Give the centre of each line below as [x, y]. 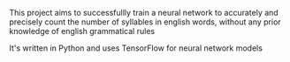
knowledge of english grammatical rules [82, 31]
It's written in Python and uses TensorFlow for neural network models [136, 48]
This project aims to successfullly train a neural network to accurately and [144, 13]
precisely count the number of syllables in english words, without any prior [145, 22]
